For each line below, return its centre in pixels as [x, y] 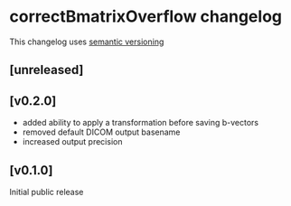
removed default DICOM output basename [101, 132]
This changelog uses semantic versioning [87, 42]
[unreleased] [47, 70]
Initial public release [47, 192]
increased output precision [72, 142]
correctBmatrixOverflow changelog [146, 17]
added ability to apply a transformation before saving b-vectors [141, 123]
